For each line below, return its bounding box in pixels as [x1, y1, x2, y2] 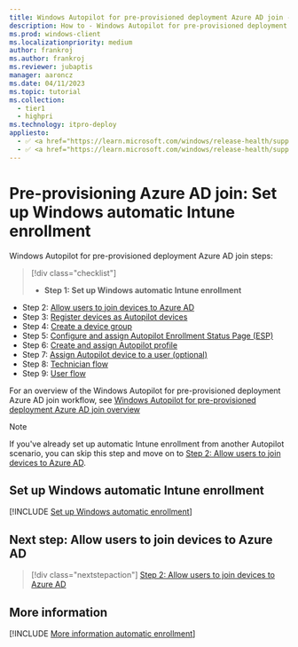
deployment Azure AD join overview [9, 404, 140, 414]
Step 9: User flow [21, 367, 86, 378]
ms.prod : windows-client [9, 29, 101, 38]
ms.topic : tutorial [9, 87, 82, 96]
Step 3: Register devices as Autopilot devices [21, 312, 188, 322]
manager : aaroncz [9, 71, 74, 80]
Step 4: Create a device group [21, 320, 133, 331]
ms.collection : [9, 95, 66, 105]
